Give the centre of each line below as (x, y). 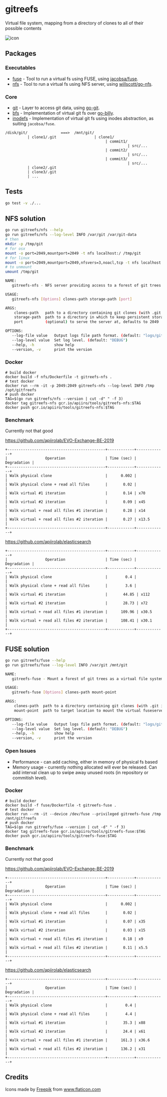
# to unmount (19, 267)
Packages (21, 54)
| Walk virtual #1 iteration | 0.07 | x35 (75, 922)
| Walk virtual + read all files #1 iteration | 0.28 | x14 (75, 511)
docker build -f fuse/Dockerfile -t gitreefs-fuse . (61, 805)
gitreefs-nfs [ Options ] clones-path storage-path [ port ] (72, 299)
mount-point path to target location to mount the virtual (78, 710)
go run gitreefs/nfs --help (34, 230)
